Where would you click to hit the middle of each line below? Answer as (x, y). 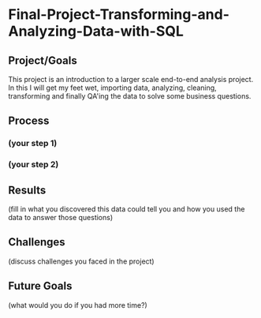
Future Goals (40, 286)
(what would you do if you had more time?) (78, 305)
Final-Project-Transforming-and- (119, 15)
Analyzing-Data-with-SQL (96, 31)
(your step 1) (33, 144)
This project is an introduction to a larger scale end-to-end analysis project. (131, 79)
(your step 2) (34, 165)
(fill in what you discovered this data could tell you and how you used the (127, 209)
